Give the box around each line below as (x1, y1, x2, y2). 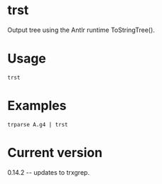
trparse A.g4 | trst (7, 121, 69, 128)
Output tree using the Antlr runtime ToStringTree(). (7, 26, 155, 34)
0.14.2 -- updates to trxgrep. (7, 168, 90, 176)
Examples (7, 98, 67, 114)
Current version (7, 145, 103, 161)
